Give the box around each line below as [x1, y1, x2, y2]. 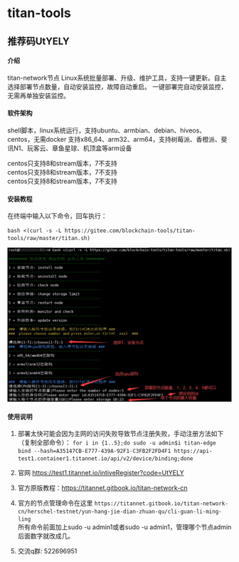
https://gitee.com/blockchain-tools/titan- [64, 227, 196, 234]
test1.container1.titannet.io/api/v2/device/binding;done [17, 455, 193, 462]
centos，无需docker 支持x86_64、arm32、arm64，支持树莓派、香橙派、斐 [7, 135, 228, 143]
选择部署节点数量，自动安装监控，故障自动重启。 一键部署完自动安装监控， [7, 82, 228, 90]
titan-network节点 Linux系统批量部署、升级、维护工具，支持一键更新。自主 [7, 73, 227, 82]
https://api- [174, 447, 213, 455]
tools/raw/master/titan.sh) [7, 235, 91, 242]
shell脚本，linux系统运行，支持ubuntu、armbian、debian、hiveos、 [7, 126, 206, 135]
